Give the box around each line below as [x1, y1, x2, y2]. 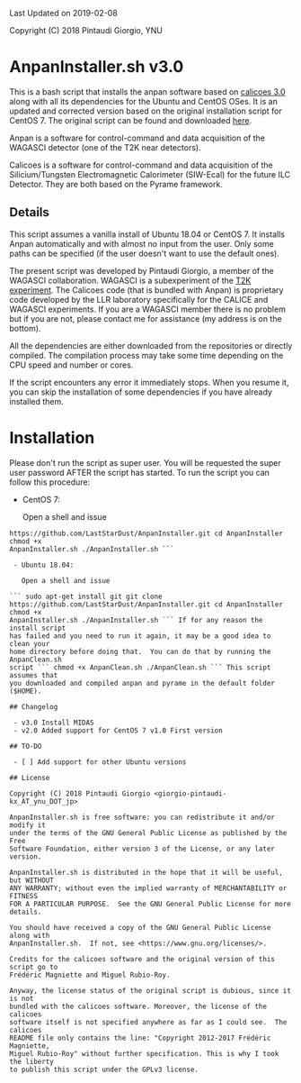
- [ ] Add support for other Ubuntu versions [13, 757, 187, 767]
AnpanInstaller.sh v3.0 [9, 57, 184, 77]
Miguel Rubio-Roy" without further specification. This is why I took [9, 1049, 279, 1058]
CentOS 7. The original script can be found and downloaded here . [9, 114, 252, 125]
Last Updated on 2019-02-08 [9, 8, 119, 18]
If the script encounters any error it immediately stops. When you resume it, [9, 377, 289, 387]
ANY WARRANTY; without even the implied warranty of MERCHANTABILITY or [9, 883, 288, 893]
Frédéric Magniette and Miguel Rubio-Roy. [9, 970, 171, 979]
